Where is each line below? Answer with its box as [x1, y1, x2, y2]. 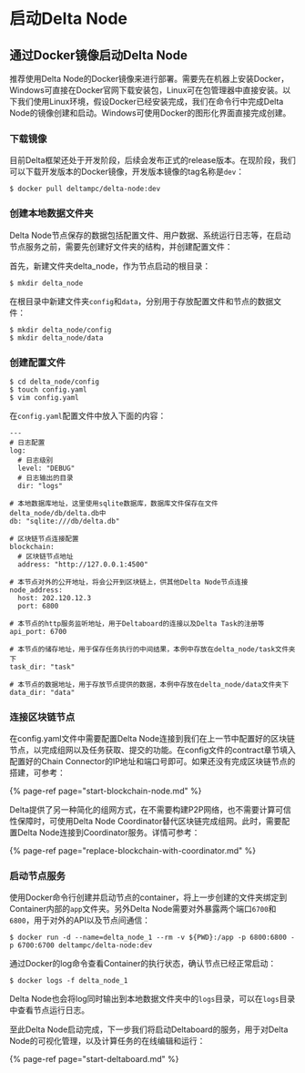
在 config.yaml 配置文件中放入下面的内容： [9, 410, 167, 421]
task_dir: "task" [9, 662, 76, 671]
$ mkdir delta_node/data [9, 333, 104, 342]
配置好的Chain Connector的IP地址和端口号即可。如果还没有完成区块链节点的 [9, 756, 296, 767]
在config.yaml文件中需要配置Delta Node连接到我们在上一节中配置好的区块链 [9, 733, 296, 744]
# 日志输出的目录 [17, 473, 74, 483]
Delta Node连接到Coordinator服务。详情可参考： [16, 827, 200, 838]
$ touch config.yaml [9, 384, 88, 394]
